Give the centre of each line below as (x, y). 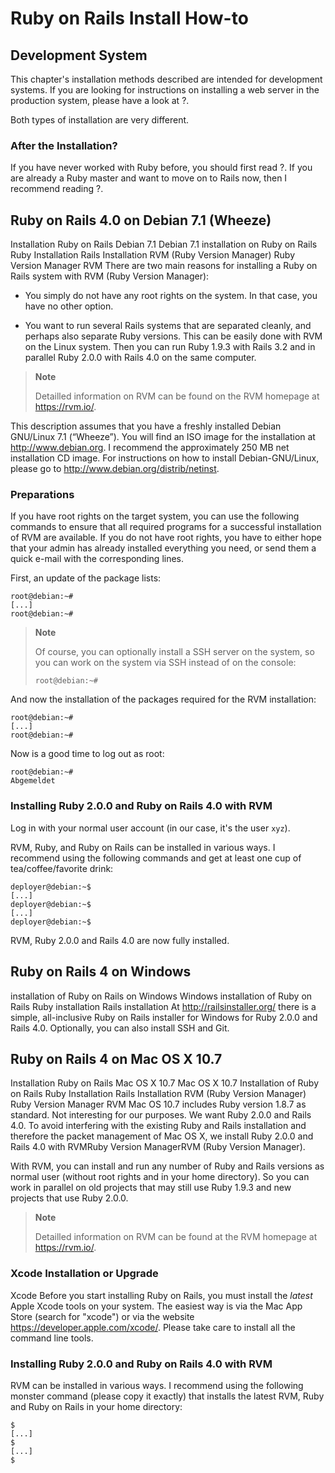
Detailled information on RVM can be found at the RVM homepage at (176, 1237)
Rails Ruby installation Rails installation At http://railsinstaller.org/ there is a (163, 1006)
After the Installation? (64, 145)
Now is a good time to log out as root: (87, 754)
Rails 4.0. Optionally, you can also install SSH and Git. (120, 1028)
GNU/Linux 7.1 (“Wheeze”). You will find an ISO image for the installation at (163, 437)
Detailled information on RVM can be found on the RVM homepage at (177, 396)
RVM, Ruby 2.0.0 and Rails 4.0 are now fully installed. (120, 940)
